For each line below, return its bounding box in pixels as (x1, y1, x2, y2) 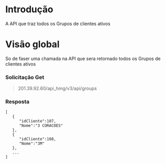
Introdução (5, 4, 53, 15)
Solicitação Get (5, 73, 45, 80)
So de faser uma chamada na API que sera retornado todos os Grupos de (5, 55, 161, 61)
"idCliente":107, (19, 119, 57, 124)
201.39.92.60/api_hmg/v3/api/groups (17, 86, 97, 92)
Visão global (5, 38, 60, 50)
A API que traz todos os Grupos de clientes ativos (5, 20, 110, 27)
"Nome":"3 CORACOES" (19, 123, 63, 129)
